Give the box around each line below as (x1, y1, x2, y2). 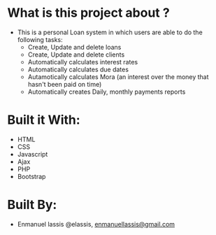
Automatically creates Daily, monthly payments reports (27, 87, 186, 96)
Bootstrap (17, 172, 46, 180)
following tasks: (17, 35, 63, 43)
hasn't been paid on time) (27, 80, 102, 88)
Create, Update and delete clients (27, 50, 125, 59)
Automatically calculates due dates (27, 65, 129, 73)
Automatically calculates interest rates (27, 57, 138, 66)
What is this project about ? (7, 5, 170, 21)
